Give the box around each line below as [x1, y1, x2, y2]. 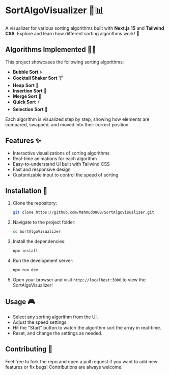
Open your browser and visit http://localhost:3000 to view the [12, 276, 146, 282]
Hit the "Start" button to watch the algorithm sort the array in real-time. [12, 324, 161, 330]
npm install [12, 248, 38, 254]
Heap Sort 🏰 [12, 82, 39, 88]
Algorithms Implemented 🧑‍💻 [5, 45, 97, 54]
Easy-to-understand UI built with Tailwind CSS [12, 161, 110, 167]
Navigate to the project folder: [12, 219, 76, 226]
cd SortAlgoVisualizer [12, 229, 61, 234]
